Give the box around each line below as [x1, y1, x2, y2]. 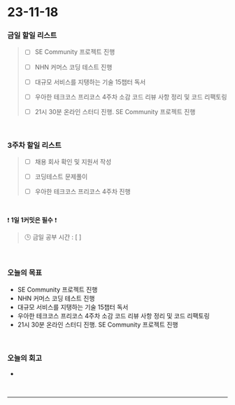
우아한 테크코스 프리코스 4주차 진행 [34, 187, 131, 196]
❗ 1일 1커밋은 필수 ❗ [7, 216, 57, 224]
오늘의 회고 [7, 353, 43, 363]
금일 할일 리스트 [7, 31, 57, 41]
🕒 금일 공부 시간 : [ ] [24, 233, 82, 242]
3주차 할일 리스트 [7, 140, 62, 150]
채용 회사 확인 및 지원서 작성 [34, 158, 112, 166]
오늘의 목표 [7, 268, 43, 277]
